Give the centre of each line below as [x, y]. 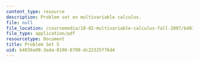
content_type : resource [36, 12]
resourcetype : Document [36, 39]
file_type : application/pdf [41, 34]
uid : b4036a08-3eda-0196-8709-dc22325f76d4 [61, 50]
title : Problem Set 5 [33, 45]
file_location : [25, 28]
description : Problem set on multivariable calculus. [74, 17]
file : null [20, 22]
